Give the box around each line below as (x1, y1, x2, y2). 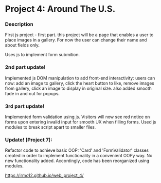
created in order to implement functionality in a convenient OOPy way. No (5, 153, 153, 159)
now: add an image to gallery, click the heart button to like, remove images (5, 80, 155, 86)
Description (5, 21, 34, 28)
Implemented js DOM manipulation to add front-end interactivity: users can (5, 75, 155, 81)
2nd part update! (5, 64, 46, 71)
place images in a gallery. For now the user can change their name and (5, 37, 147, 43)
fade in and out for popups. (5, 90, 60, 96)
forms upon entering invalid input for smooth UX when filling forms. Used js (5, 119, 157, 125)
